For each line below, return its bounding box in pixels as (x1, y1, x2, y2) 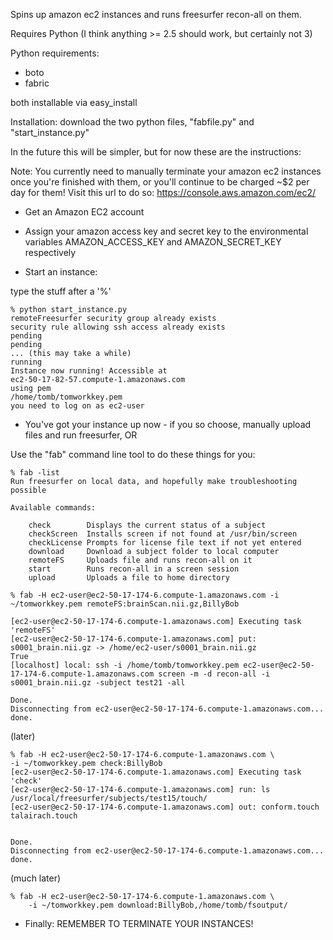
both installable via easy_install (10, 97, 138, 108)
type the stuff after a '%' (10, 285, 112, 297)
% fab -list (10, 468, 60, 478)
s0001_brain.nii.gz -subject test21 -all (10, 678, 186, 688)
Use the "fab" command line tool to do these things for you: (10, 449, 256, 460)
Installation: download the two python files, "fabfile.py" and (10, 116, 255, 128)
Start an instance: (24, 266, 98, 278)
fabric (24, 77, 50, 89)
